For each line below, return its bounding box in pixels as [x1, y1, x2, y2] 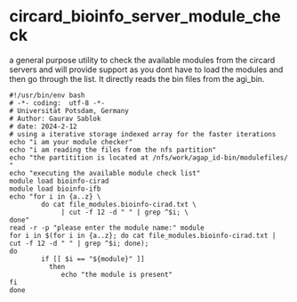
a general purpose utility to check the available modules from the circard [9, 54, 276, 65]
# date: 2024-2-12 [9, 122, 77, 131]
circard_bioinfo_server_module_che [9, 6, 282, 27]
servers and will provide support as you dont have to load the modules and [9, 64, 284, 75]
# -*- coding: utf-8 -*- [9, 98, 105, 108]
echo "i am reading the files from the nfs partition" [9, 145, 217, 154]
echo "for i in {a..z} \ [9, 192, 101, 201]
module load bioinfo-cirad [9, 176, 109, 185]
